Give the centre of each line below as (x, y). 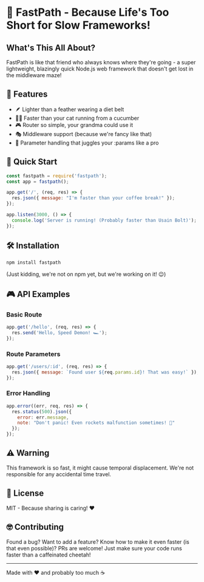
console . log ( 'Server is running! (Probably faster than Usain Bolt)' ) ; (104, 220)
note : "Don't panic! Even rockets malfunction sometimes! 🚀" (96, 423)
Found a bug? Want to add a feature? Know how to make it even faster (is (98, 542)
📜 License (25, 494)
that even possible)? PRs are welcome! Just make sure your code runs (94, 548)
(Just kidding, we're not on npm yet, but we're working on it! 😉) (86, 274)
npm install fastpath (34, 263)
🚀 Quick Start (32, 162)
